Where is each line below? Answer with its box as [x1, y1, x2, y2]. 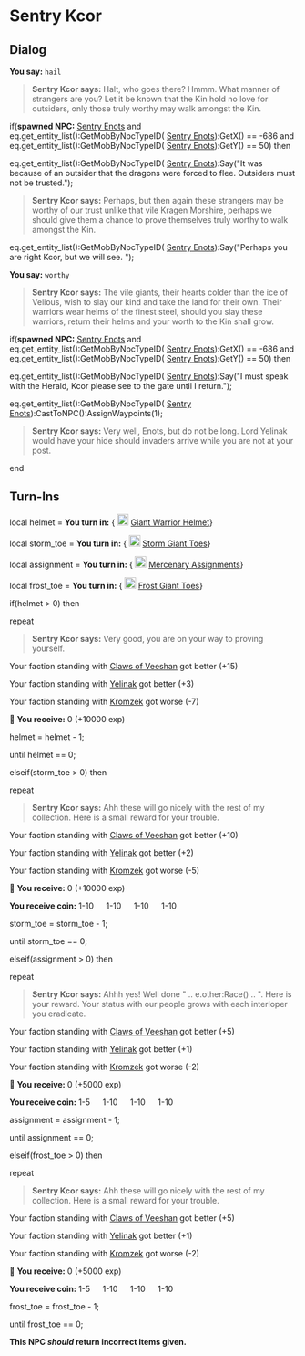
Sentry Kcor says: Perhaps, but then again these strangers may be [31, 195, 284, 205]
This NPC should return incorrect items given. [9, 1336, 187, 1347]
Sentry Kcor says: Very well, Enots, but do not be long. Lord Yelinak [31, 426, 288, 436]
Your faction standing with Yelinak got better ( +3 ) [9, 678, 195, 689]
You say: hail [9, 66, 62, 77]
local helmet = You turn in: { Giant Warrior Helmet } [9, 517, 214, 528]
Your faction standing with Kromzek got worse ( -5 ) [9, 865, 200, 876]
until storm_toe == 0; [9, 935, 88, 946]
